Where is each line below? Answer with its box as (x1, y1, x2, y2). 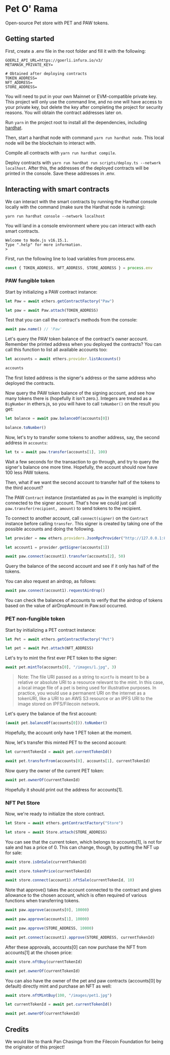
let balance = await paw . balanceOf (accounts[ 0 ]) (5, 416, 110, 421)
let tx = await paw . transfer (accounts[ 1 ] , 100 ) (5, 449, 108, 454)
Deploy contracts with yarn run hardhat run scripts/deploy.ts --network (5, 159, 161, 165)
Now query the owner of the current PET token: (5, 768, 104, 774)
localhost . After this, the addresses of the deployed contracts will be (5, 165, 149, 171)
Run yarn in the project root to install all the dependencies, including (5, 119, 147, 125)
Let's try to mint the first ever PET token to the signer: (5, 655, 117, 661)
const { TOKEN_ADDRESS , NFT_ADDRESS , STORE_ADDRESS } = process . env (5, 265, 153, 270)
